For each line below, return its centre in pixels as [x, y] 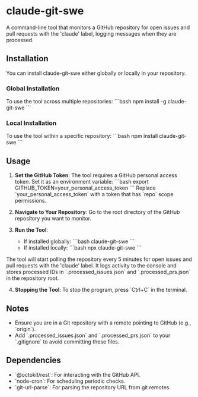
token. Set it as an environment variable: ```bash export [82, 182]
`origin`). [25, 329]
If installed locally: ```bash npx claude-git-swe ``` [83, 248]
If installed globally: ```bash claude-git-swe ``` [79, 241]
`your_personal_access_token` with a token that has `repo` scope [94, 194]
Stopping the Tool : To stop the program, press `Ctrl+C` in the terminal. [101, 290]
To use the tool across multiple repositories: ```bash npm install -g [86, 102]
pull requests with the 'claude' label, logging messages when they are [91, 33]
